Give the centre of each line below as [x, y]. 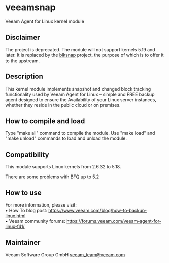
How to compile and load [45, 121]
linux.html [15, 216]
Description [24, 77]
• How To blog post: [26, 210]
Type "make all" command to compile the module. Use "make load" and [80, 133]
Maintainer [23, 242]
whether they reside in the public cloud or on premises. [63, 105]
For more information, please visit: [41, 205]
